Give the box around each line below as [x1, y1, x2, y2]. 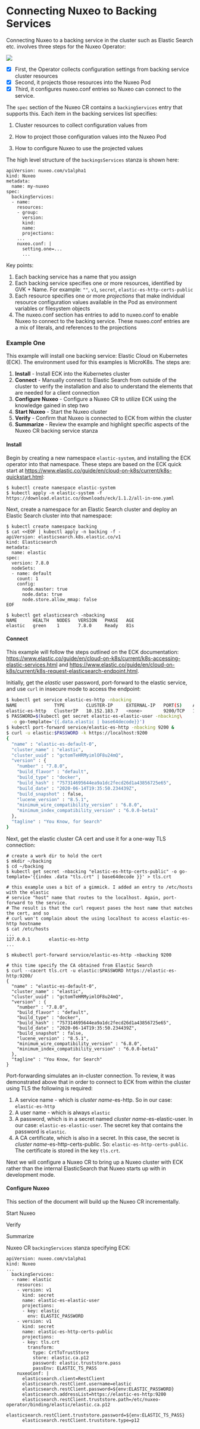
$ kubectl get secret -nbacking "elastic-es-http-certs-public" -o [6, 869, 177, 875]
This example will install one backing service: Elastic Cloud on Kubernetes [6, 352, 188, 359]
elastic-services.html [6, 661, 58, 668]
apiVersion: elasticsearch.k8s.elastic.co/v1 [6, 534, 121, 540]
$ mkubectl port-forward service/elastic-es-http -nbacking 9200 [6, 952, 171, 958]
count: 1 [17, 575, 39, 582]
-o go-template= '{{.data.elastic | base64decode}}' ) [11, 719, 145, 725]
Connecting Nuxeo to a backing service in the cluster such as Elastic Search [6, 36, 193, 44]
